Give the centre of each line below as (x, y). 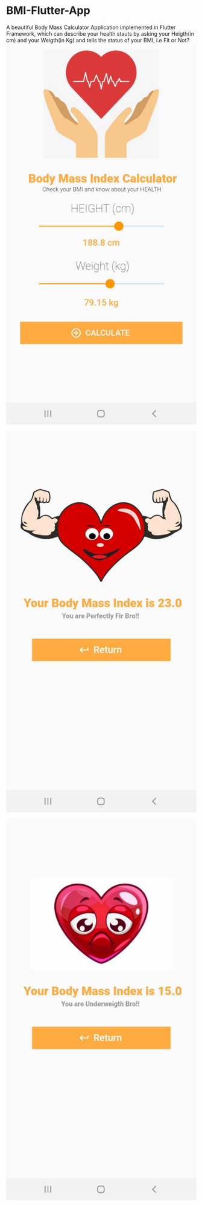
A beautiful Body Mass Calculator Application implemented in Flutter (91, 27)
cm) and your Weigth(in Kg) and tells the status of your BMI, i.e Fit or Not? (98, 40)
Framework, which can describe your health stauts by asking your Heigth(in (100, 33)
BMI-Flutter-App (48, 11)
